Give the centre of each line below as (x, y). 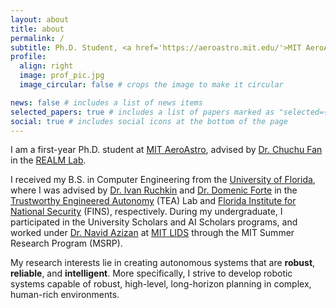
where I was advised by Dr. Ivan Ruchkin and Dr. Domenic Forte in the (154, 190)
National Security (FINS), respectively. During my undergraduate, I (146, 212)
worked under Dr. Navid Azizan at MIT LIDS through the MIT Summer (152, 233)
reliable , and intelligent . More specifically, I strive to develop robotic (151, 273)
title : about (37, 29)
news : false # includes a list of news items (106, 102)
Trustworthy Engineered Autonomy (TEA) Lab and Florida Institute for (153, 201)
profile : (28, 57)
